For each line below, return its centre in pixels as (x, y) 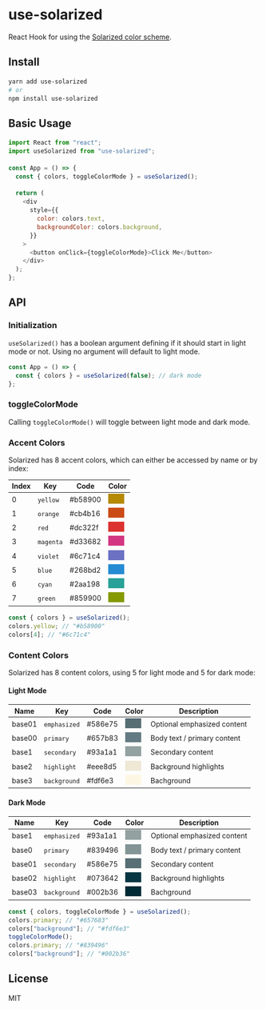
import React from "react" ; (55, 143)
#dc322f (84, 528)
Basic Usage (40, 123)
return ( (30, 194)
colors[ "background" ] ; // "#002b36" (69, 954)
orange (48, 514)
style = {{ (44, 210)
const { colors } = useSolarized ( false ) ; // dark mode (109, 375)
